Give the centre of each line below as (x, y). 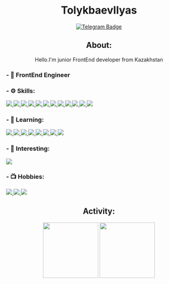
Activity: (99, 212)
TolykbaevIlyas (99, 10)
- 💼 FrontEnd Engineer (38, 75)
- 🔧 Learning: (25, 120)
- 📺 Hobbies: (25, 177)
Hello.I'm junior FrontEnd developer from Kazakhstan (99, 59)
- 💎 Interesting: (28, 149)
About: (99, 45)
